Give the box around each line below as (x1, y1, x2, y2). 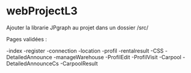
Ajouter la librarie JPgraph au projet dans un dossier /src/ (6, 24, 149, 31)
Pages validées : (6, 35, 47, 42)
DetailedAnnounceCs (6, 60, 59, 67)
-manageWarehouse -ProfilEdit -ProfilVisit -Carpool (53, 53, 182, 60)
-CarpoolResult (60, 60, 98, 67)
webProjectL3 (6, 4, 78, 18)
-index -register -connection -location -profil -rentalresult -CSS (6, 47, 164, 54)
